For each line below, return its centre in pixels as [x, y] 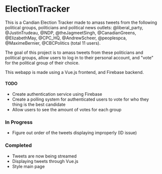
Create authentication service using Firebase [57, 94]
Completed [18, 145]
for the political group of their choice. [42, 63]
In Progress [19, 122]
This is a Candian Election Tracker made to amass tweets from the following [81, 22]
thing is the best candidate [39, 104]
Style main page [28, 166]
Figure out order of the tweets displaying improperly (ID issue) [74, 133]
